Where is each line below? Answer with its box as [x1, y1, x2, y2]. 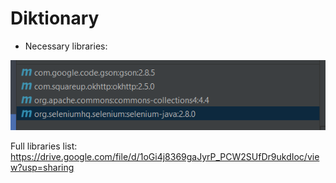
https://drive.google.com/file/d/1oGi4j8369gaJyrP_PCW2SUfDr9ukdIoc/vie [10, 151, 320, 163]
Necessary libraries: [24, 40, 108, 52]
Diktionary [10, 7, 100, 30]
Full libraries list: [10, 140, 78, 152]
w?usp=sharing [10, 162, 75, 174]
